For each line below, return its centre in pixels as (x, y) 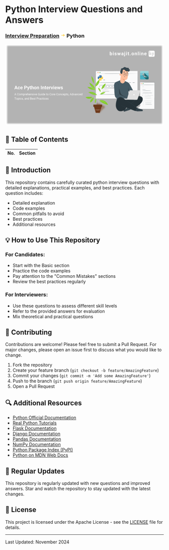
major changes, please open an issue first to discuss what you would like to (83, 350)
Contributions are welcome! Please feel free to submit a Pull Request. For (81, 344)
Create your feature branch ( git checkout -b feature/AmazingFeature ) (86, 370)
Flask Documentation (34, 428)
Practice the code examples (41, 271)
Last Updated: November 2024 (37, 542)
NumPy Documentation (37, 444)
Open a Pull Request (34, 386)
